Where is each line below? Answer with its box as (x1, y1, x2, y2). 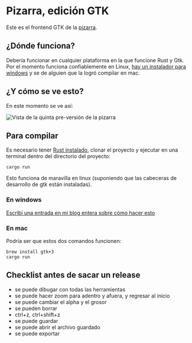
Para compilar (6, 130, 58, 140)
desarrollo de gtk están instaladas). (6, 181, 92, 188)
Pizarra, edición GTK (6, 4, 109, 18)
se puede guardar (14, 317, 58, 324)
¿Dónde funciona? (6, 41, 76, 51)
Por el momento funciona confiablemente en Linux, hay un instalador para (6, 63, 186, 70)
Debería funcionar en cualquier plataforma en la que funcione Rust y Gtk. (6, 56, 184, 63)
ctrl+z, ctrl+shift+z (14, 311, 61, 318)
